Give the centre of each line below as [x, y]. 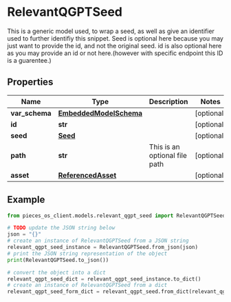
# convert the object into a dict [57, 272]
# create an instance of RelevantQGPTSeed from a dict [87, 285]
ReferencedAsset [87, 175]
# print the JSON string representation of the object [87, 253]
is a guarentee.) [29, 60]
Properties [30, 82]
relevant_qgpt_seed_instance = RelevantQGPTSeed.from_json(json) [102, 248]
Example [26, 200]
